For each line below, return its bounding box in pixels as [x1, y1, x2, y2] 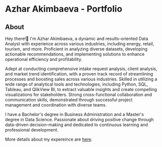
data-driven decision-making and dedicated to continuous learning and [5, 122, 148, 128]
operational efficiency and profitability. [5, 56, 83, 62]
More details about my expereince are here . [5, 136, 92, 142]
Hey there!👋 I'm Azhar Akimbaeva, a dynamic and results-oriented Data [5, 36, 148, 41]
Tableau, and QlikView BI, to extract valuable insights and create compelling [5, 87, 157, 92]
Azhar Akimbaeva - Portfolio [5, 3, 123, 15]
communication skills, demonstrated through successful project [5, 97, 133, 103]
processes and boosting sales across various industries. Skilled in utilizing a [5, 76, 157, 82]
